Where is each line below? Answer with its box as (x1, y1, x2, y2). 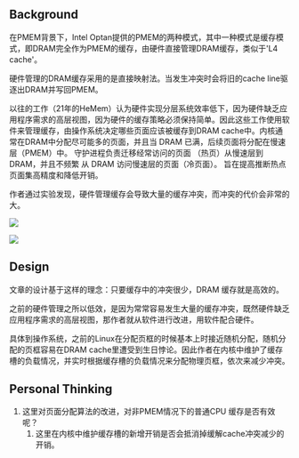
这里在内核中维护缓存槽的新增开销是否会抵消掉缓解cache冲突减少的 (35, 429, 285, 439)
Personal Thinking (9, 382, 113, 397)
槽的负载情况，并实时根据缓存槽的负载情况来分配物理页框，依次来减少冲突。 (9, 355, 290, 366)
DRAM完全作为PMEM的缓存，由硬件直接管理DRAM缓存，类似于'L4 (32, 43, 279, 53)
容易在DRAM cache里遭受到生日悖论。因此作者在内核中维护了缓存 (39, 344, 283, 355)
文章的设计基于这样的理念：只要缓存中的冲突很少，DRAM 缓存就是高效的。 (9, 284, 285, 294)
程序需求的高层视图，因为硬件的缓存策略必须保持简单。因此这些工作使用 (16, 114, 282, 125)
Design (9, 260, 50, 275)
